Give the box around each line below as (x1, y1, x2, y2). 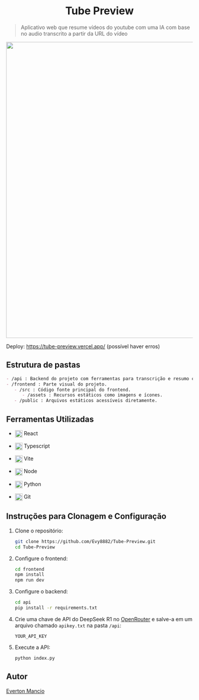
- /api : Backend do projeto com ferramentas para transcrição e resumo (6, 375, 190, 381)
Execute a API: (14, 644, 50, 651)
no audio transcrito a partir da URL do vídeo (20, 30, 128, 37)
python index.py (14, 655, 55, 661)
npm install (14, 571, 44, 578)
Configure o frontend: (14, 555, 68, 562)
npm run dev (14, 577, 44, 583)
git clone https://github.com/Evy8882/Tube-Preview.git (14, 538, 156, 544)
